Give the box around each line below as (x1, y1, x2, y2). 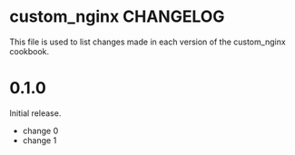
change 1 (22, 134, 57, 146)
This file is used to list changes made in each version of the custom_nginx (9, 36, 286, 47)
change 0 (22, 125, 59, 136)
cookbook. (9, 45, 50, 56)
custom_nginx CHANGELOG (9, 6, 225, 27)
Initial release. (9, 107, 62, 119)
